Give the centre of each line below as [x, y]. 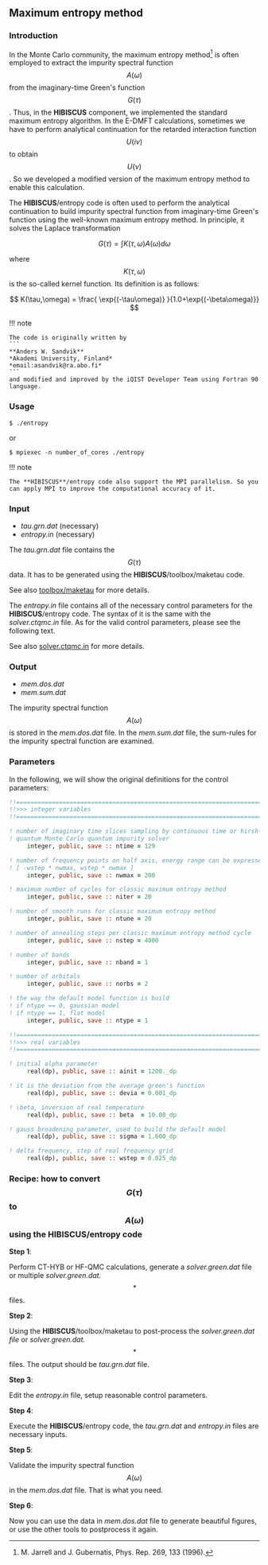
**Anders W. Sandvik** [47, 352]
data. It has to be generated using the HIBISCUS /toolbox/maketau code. [127, 574]
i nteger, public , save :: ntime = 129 [91, 846]
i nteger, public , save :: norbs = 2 [87, 984]
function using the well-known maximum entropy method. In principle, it [127, 220]
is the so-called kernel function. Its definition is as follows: [104, 284]
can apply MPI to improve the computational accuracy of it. [113, 488]
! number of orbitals [45, 977]
